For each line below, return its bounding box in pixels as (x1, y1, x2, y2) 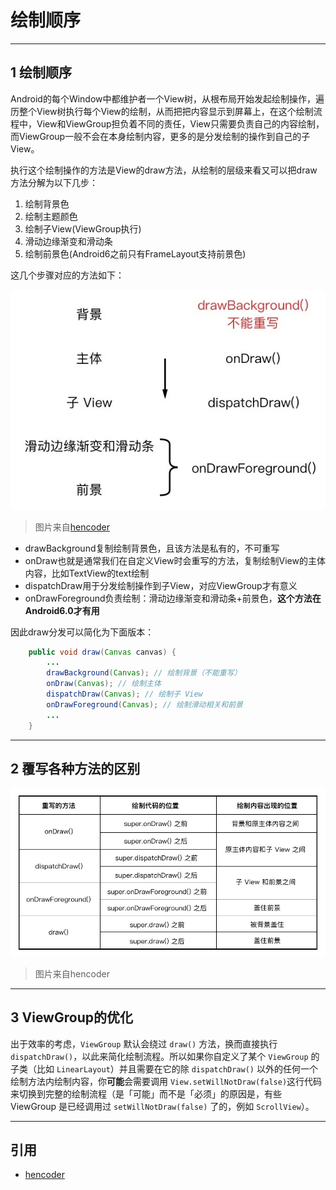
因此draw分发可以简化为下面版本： (10, 626, 155, 638)
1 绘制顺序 (10, 64, 73, 81)
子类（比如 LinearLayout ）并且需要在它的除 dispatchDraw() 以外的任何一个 (10, 1062, 318, 1075)
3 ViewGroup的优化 (10, 1009, 133, 1026)
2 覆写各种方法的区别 (10, 760, 141, 777)
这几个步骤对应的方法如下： (10, 269, 125, 281)
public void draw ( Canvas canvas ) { (28, 647, 177, 657)
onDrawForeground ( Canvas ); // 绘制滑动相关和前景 (46, 699, 243, 710)
